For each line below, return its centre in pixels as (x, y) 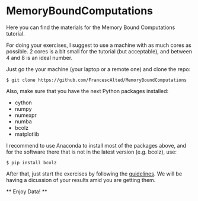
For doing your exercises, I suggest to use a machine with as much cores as (99, 45)
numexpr (25, 115)
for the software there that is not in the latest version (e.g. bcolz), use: (91, 152)
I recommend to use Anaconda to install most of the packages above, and (96, 145)
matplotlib (27, 134)
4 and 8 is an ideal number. (39, 58)
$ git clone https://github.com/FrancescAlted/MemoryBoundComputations (96, 80)
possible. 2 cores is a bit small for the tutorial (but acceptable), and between (99, 51)
